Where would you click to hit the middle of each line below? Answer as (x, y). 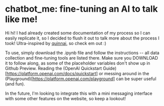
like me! (21, 19)
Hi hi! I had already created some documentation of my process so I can (78, 33)
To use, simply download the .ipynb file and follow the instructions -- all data (82, 53)
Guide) (109, 68)
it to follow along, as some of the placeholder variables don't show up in (78, 63)
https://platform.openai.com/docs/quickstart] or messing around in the (78, 73)
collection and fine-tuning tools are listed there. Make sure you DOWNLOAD (82, 58)
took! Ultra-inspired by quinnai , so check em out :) (56, 43)
